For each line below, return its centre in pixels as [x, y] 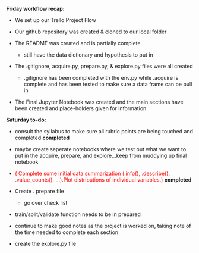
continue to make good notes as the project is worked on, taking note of [103, 226]
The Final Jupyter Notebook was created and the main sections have [99, 102]
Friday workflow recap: [35, 9]
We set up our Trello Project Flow [55, 20]
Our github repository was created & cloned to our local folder [91, 32]
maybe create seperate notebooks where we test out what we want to [100, 149]
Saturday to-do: [26, 120]
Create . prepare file [39, 191]
